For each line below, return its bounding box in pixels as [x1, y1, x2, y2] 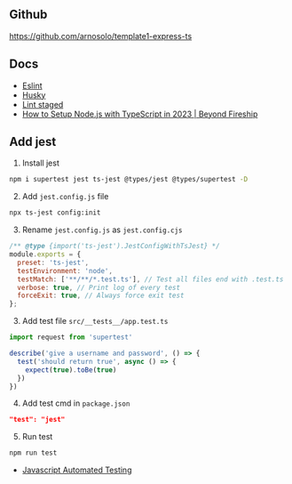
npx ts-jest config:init [9, 208, 101, 217]
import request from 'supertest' [9, 333, 133, 342]
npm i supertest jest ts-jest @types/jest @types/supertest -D [9, 175, 249, 184]
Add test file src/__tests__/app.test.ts [21, 316, 169, 327]
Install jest [21, 157, 59, 168]
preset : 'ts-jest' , [17, 258, 90, 267]
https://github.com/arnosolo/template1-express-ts [9, 30, 193, 41]
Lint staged [21, 99, 64, 109]
